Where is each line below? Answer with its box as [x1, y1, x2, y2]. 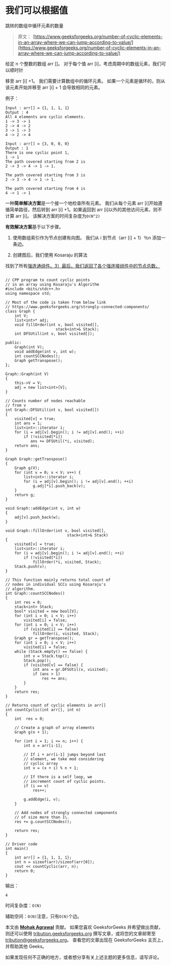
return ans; [14, 443, 40, 448]
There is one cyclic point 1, [5, 150, 70, 155]
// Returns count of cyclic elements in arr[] [5, 703, 106, 708]
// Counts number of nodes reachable [5, 398, 86, 403]
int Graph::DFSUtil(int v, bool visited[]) [5, 407, 100, 412]
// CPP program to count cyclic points [5, 277, 90, 282]
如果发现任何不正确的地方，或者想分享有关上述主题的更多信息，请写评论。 [5, 954, 162, 960]
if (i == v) [23, 783, 50, 788]
